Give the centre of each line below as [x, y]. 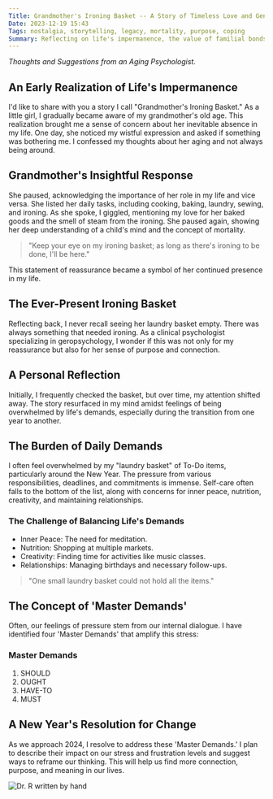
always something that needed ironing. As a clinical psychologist [117, 332]
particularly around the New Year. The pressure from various [110, 474]
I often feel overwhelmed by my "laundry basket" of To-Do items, [117, 466]
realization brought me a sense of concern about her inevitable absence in [133, 124]
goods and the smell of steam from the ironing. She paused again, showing [134, 221]
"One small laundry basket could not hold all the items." [121, 580]
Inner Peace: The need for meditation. [84, 539]
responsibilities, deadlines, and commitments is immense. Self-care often [131, 483]
